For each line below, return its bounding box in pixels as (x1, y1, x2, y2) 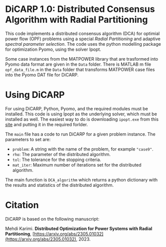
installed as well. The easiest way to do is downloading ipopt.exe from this (5, 116, 159, 122)
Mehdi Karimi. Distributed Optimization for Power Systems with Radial (5, 225, 153, 232)
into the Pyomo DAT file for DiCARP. (5, 72, 79, 78)
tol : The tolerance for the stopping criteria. (12, 157, 101, 163)
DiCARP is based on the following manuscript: (5, 216, 100, 222)
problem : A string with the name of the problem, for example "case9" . (12, 146, 154, 152)
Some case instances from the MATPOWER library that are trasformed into (5, 56, 159, 62)
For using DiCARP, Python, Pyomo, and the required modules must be (5, 105, 149, 111)
